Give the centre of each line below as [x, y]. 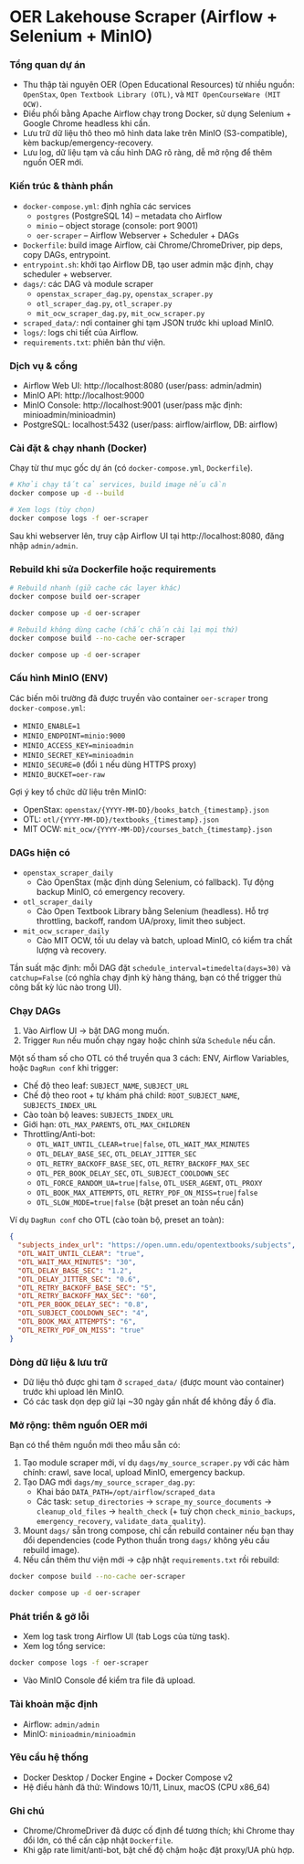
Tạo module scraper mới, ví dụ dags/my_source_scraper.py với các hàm [156, 1463]
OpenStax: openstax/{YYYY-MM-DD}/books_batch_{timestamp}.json [146, 809]
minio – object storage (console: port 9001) [117, 225]
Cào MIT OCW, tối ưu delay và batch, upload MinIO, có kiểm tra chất [164, 941]
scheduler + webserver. [67, 274]
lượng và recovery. [71, 950]
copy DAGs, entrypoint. [67, 254]
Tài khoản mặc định [54, 1704]
